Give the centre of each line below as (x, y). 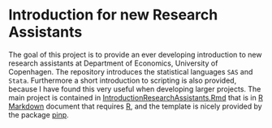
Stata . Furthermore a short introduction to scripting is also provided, (123, 80)
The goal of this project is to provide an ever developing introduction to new (135, 54)
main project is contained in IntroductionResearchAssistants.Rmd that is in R (136, 97)
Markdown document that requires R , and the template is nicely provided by (135, 106)
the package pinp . (39, 114)
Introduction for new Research (113, 15)
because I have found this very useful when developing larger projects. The (135, 89)
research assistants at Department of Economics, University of (113, 63)
